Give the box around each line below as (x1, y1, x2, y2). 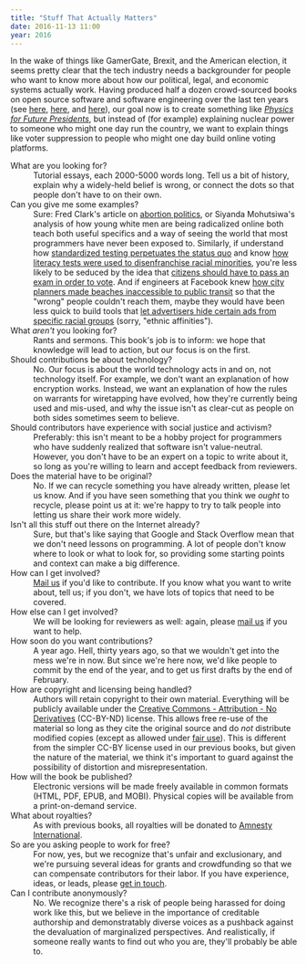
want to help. (33, 626, 83, 637)
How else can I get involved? (10, 606, 118, 617)
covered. (33, 597, 66, 608)
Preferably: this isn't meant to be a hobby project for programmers (33, 432, 282, 443)
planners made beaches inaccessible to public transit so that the (33, 287, 276, 298)
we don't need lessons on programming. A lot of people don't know (33, 539, 286, 550)
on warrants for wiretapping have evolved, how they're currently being (33, 393, 298, 404)
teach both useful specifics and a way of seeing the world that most (33, 228, 289, 239)
